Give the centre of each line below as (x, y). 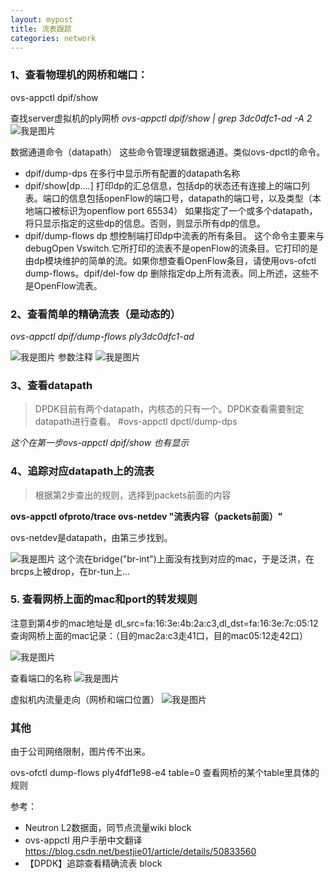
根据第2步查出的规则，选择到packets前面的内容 (133, 495)
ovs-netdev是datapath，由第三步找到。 (91, 537)
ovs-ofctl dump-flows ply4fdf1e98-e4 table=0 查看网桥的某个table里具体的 (165, 773)
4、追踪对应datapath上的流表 (82, 471)
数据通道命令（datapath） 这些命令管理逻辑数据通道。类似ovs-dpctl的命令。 (168, 152)
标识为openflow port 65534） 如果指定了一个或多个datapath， (188, 210)
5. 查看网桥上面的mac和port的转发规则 (104, 599)
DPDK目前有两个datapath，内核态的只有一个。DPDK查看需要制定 (169, 409)
